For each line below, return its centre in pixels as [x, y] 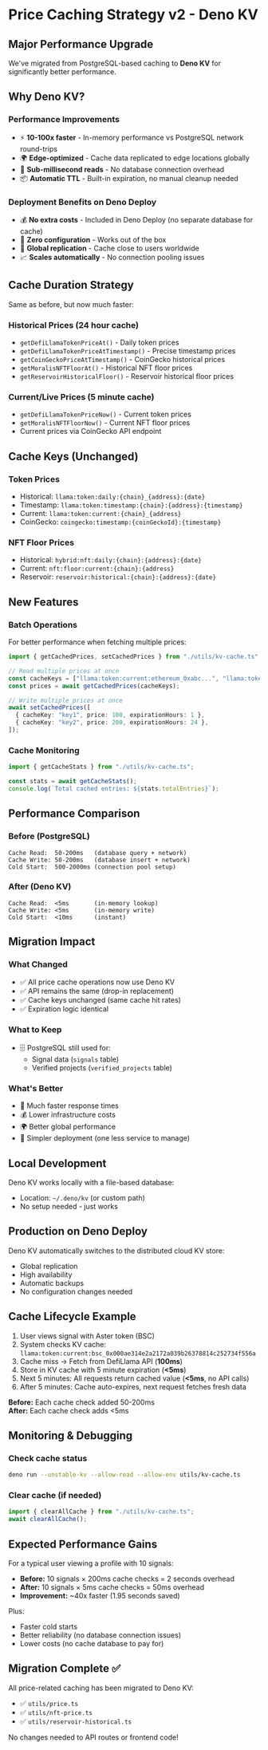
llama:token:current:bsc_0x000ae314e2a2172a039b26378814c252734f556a [138, 1354]
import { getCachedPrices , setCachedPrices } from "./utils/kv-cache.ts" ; [135, 657]
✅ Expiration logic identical [64, 1009]
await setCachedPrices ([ [49, 707]
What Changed [38, 964]
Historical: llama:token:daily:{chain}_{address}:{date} [112, 497]
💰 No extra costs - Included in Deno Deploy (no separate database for [136, 219]
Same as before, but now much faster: [71, 304]
